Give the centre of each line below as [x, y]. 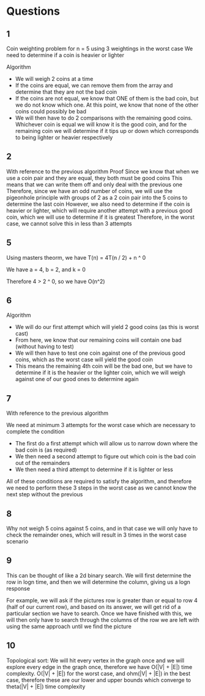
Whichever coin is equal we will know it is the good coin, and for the [101, 124]
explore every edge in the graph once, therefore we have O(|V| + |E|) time [99, 667]
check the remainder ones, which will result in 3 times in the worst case [96, 535]
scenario [17, 542]
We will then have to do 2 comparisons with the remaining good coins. [104, 118]
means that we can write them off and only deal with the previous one [94, 184]
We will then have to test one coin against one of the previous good [100, 353]
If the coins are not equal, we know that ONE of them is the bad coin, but [107, 98]
